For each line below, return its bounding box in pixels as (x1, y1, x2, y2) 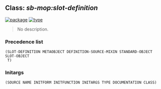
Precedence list (5, 38, 43, 45)
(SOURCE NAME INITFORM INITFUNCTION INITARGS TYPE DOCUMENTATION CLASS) (5, 80, 157, 85)
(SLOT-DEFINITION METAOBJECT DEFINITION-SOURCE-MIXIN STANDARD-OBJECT (5, 50, 153, 54)
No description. (17, 26, 49, 32)
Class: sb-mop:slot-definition (5, 4, 98, 12)
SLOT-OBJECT (5, 53, 29, 59)
